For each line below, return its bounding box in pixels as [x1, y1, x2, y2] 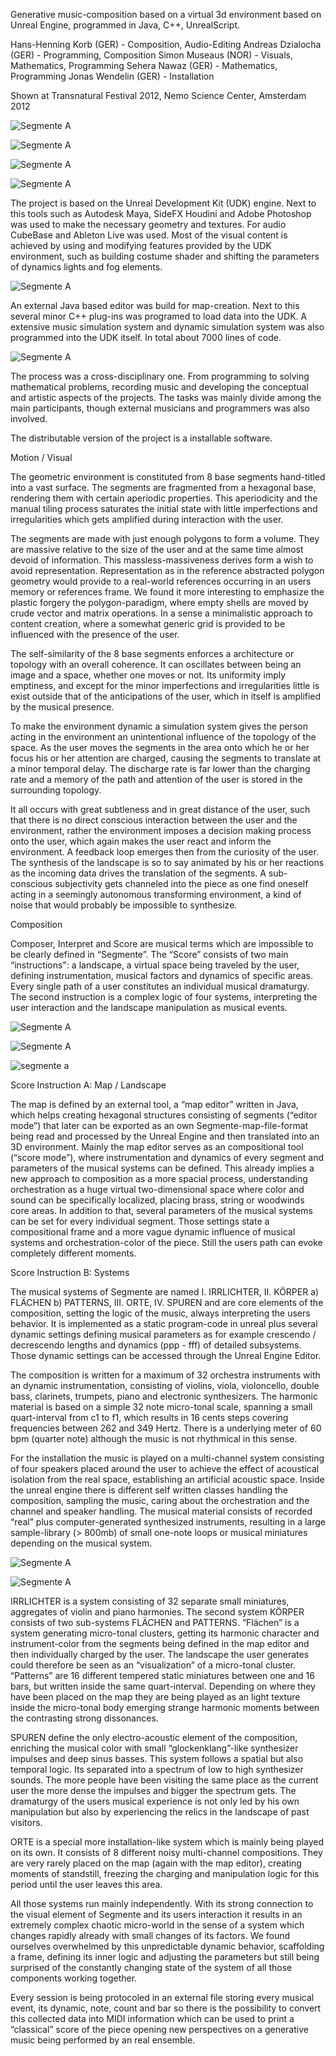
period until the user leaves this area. [10, 1879, 163, 1890]
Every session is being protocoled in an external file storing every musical [10, 1992, 315, 2003]
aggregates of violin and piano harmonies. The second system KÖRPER [10, 1606, 305, 1618]
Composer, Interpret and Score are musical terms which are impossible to [10, 938, 314, 949]
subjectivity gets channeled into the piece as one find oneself [54, 878, 309, 889]
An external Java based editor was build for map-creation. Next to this [10, 300, 300, 311]
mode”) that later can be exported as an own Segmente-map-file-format [10, 1120, 309, 1131]
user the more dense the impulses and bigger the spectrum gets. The [10, 1785, 297, 1796]
